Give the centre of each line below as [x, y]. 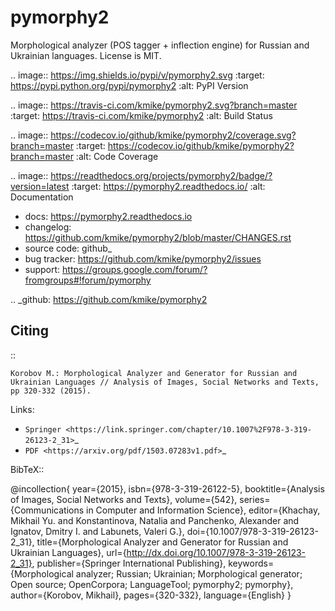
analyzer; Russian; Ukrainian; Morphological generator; [189, 573]
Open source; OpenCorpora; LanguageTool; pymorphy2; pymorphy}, [152, 584]
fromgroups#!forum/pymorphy [88, 280]
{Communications [47, 510]
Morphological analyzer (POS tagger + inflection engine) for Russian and [160, 45]
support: [42, 269]
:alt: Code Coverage [117, 156]
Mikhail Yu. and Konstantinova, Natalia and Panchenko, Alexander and [155, 520]
